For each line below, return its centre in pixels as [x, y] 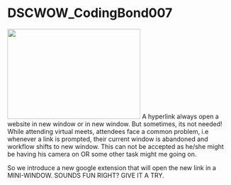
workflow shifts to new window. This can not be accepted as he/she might [116, 146]
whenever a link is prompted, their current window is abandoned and [108, 139]
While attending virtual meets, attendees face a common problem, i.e [108, 131]
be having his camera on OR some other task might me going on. [102, 154]
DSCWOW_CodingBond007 [90, 13]
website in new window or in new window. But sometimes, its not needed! [115, 124]
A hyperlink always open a [180, 116]
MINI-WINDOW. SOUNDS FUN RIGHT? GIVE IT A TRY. [86, 175]
